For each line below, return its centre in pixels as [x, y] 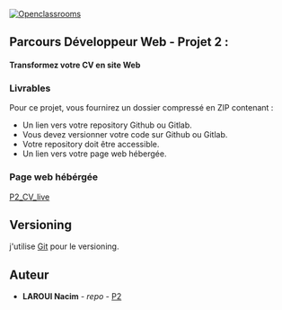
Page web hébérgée [54, 177]
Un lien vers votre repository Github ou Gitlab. [107, 125]
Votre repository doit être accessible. [91, 145]
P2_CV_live [30, 197]
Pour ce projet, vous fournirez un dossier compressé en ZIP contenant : [141, 108]
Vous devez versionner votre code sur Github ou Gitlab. [125, 135]
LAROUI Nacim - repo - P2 [72, 297]
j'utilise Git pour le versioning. [64, 246]
